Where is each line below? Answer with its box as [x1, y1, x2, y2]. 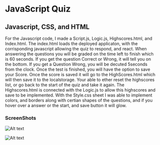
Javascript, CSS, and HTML [5, 23, 90, 31]
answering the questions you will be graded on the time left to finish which [5, 51, 154, 57]
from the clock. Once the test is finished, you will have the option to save [5, 66, 150, 72]
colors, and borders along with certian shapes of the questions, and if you [5, 97, 153, 103]
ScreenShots [5, 114, 36, 121]
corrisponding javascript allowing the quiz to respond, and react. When [5, 46, 147, 51]
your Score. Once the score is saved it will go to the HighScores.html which [5, 72, 156, 77]
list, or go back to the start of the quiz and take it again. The [5, 82, 125, 88]
